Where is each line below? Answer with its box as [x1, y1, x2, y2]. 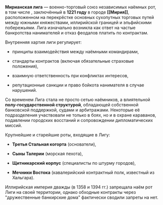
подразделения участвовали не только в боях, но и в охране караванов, [5, 112, 157, 118]
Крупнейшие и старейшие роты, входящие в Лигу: [5, 132, 110, 137]
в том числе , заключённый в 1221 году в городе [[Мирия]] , [5, 9, 129, 15]
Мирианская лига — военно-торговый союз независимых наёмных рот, [5, 4, 157, 10]
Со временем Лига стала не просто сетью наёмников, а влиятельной [5, 97, 150, 102]
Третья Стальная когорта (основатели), [12, 141, 96, 147]
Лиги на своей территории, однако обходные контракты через [5, 189, 136, 195]
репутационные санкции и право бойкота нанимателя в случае [12, 82, 145, 88]
